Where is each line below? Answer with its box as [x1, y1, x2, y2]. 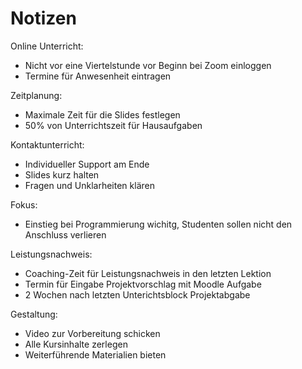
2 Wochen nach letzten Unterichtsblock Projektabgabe [24, 288, 251, 301]
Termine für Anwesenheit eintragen [24, 70, 172, 82]
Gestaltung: [10, 308, 58, 320]
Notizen [10, 7, 77, 30]
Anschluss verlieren [24, 228, 107, 241]
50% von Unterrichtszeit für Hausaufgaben [24, 119, 203, 131]
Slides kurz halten [24, 168, 100, 181]
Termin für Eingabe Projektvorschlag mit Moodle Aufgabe [24, 278, 262, 290]
